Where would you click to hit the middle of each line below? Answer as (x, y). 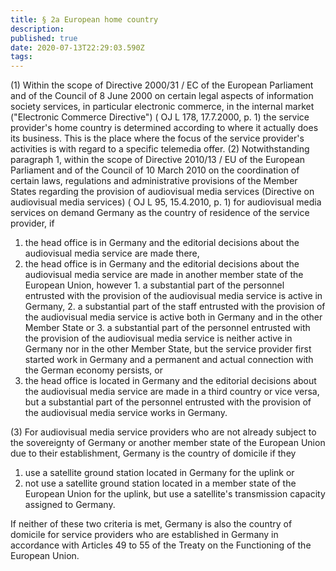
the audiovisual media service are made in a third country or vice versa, (172, 392)
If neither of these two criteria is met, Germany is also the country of (151, 524)
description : (37, 29)
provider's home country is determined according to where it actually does (164, 128)
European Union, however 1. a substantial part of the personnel (154, 285)
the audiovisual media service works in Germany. (126, 413)
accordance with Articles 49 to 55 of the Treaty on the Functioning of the (161, 545)
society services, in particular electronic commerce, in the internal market (162, 107)
